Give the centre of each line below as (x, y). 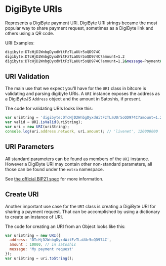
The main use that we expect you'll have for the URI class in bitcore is (76, 89)
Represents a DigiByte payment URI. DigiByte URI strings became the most (81, 23)
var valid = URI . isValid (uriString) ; (44, 122)
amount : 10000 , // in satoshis (43, 245)
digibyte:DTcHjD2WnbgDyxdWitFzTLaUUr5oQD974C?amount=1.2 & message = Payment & (84, 61)
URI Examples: (20, 43)
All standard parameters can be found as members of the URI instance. (77, 159)
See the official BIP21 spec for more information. (54, 178)
